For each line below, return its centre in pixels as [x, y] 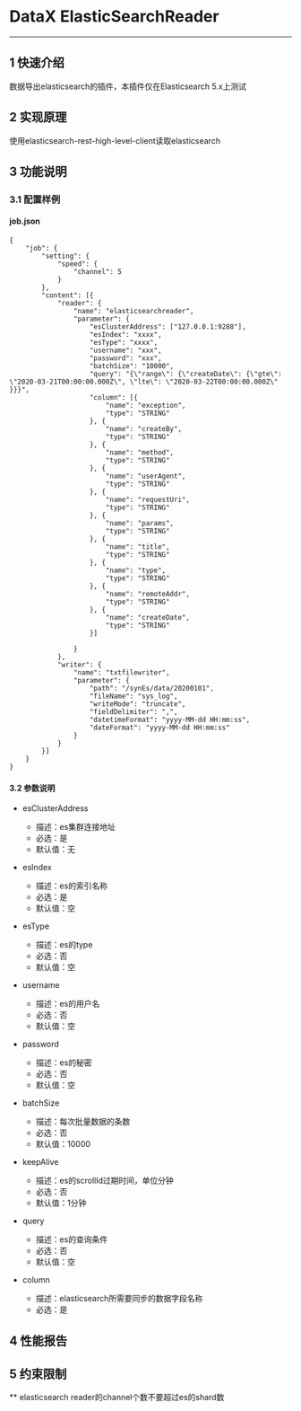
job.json [25, 221]
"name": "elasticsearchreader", [133, 312]
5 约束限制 [38, 1375]
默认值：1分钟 [61, 1203]
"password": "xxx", [126, 358]
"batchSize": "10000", [132, 366]
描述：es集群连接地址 [76, 827]
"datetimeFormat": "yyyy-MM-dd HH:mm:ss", [170, 720]
